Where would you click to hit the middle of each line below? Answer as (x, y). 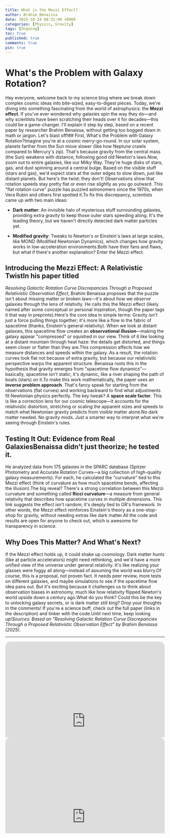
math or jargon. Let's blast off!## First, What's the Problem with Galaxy (79, 135)
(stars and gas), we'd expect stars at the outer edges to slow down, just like (84, 173)
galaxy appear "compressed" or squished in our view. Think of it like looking (85, 337)
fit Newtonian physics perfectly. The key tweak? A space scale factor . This (84, 396)
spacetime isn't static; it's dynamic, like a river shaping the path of (95, 374)
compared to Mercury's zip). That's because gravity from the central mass (83, 151)
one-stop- (146, 510)
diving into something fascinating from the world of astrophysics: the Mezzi (84, 108)
